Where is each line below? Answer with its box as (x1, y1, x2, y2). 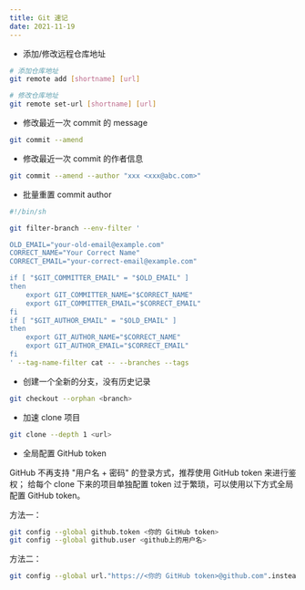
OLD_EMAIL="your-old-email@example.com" (9, 240, 166, 249)
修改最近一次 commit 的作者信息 (22, 152, 144, 164)
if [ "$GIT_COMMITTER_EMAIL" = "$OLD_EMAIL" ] (9, 274, 189, 283)
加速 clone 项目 (22, 411, 80, 422)
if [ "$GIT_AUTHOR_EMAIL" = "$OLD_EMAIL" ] (9, 316, 178, 325)
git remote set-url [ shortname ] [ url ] (9, 99, 157, 109)
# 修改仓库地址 (9, 91, 59, 100)
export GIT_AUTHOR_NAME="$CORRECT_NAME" (25, 333, 181, 342)
